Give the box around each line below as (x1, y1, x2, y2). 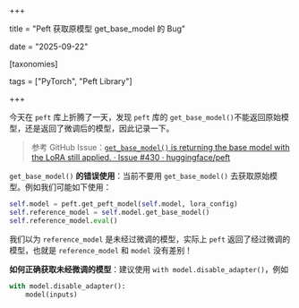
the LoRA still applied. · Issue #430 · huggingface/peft (30, 152, 231, 162)
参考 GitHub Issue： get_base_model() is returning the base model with (30, 142, 290, 152)
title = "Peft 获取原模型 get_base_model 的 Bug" (9, 23, 186, 34)
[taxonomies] (9, 59, 58, 69)
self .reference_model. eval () (9, 216, 118, 225)
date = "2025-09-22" (9, 41, 89, 52)
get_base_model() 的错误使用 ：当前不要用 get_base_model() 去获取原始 (9, 171, 270, 181)
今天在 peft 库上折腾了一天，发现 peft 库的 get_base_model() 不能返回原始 (9, 112, 282, 122)
